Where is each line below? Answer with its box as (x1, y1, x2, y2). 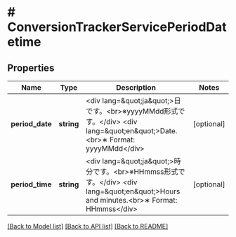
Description (115, 83, 157, 92)
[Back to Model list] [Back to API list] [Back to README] (7, 222, 169, 230)
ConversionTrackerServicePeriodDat (7, 19, 227, 35)
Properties (7, 62, 55, 74)
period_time (11, 180, 52, 189)
